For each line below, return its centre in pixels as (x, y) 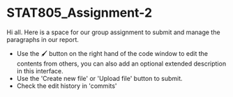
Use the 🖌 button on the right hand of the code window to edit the (112, 53)
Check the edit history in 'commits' (67, 86)
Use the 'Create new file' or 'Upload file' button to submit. (99, 78)
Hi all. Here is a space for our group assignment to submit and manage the (113, 32)
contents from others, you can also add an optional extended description (121, 64)
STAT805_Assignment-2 (80, 13)
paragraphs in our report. (43, 39)
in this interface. (40, 70)
